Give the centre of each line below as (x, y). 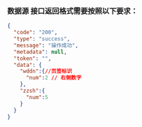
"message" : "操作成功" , (46, 45)
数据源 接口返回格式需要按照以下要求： (73, 10)
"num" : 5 (37, 97)
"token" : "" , (33, 58)
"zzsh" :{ (33, 91)
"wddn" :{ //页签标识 (46, 71)
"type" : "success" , (42, 39)
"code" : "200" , (36, 33)
